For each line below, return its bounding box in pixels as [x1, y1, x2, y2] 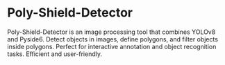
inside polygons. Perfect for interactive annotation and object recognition [7, 42, 217, 50]
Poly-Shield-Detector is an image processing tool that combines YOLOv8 [7, 28, 216, 36]
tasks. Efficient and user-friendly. [7, 50, 103, 58]
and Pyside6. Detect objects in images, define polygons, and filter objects [7, 35, 219, 43]
